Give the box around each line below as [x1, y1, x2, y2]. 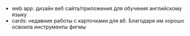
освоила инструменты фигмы [11, 23, 86, 30]
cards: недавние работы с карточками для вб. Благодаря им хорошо [11, 17, 185, 24]
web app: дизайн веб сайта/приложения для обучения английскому [11, 5, 182, 12]
